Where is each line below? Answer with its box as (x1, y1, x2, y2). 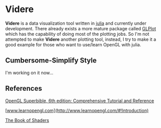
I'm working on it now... (5, 70, 54, 76)
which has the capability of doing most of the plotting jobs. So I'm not (5, 31, 149, 37)
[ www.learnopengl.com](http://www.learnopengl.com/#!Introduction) (5, 107, 149, 113)
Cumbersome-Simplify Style (5, 56, 97, 65)
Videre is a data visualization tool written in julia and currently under (5, 20, 147, 26)
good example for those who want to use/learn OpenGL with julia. (5, 41, 141, 47)
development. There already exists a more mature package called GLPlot (5, 25, 156, 31)
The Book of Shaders (5, 117, 49, 123)
